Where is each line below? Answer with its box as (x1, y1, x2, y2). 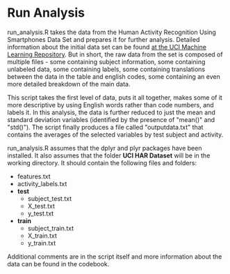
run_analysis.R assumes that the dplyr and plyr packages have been (7, 144, 202, 152)
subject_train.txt (27, 224, 74, 232)
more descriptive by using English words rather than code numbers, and (7, 100, 214, 109)
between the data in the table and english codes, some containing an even (7, 72, 220, 81)
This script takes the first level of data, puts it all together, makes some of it (7, 93, 222, 102)
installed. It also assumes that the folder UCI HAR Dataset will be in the (7, 151, 211, 160)
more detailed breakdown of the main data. (7, 79, 131, 88)
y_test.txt (27, 209, 54, 218)
